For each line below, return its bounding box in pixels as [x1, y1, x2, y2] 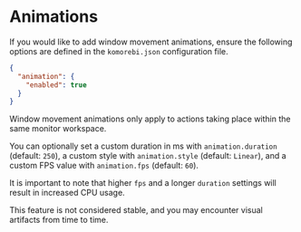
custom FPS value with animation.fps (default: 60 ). [9, 160, 199, 171]
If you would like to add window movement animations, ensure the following [9, 36, 293, 47]
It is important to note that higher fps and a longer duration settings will [9, 178, 277, 188]
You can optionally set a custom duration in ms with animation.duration [9, 140, 278, 151]
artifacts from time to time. [9, 215, 109, 226]
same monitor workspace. [9, 123, 107, 134]
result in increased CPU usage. [9, 188, 125, 198]
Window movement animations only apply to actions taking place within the [9, 113, 291, 124]
